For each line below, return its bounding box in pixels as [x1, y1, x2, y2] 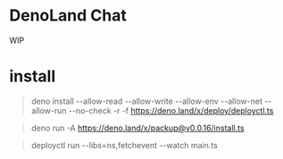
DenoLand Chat [9, 5, 127, 26]
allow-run [30, 105, 67, 116]
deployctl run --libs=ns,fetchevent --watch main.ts [30, 139, 219, 150]
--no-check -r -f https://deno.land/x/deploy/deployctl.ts [68, 105, 274, 116]
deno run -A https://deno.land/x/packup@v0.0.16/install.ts [30, 122, 245, 133]
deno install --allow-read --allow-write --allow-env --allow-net [30, 96, 263, 106]
